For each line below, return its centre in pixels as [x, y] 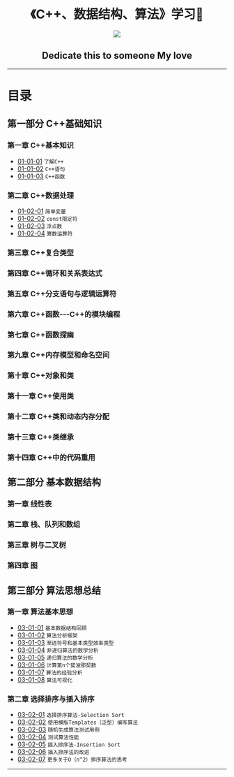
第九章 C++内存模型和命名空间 [58, 355]
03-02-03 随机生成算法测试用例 [58, 729]
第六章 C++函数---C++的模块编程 [64, 314]
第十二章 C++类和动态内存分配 [58, 416]
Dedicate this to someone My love [117, 56]
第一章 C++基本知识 [41, 145]
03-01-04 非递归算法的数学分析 [58, 650]
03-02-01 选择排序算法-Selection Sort [71, 715]
